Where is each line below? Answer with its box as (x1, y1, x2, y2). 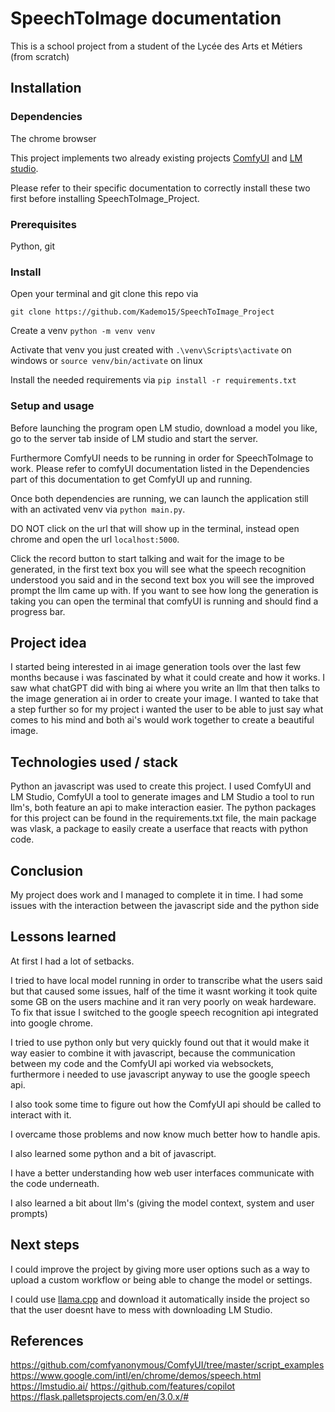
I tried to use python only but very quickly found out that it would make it (10, 1036, 310, 1048)
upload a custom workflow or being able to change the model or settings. (10, 1273, 313, 1286)
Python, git (10, 240, 56, 252)
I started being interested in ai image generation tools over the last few (10, 661, 302, 673)
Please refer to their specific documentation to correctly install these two (10, 182, 311, 194)
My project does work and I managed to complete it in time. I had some (10, 888, 304, 901)
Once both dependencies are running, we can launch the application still (10, 492, 309, 504)
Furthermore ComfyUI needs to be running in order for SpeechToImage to (10, 452, 314, 464)
